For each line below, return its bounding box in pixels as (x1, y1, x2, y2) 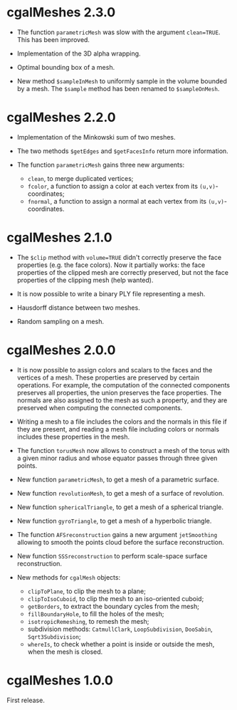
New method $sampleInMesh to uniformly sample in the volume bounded (16, 76, 227, 85)
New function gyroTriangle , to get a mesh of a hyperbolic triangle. (16, 516, 212, 525)
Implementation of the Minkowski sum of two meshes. (16, 132, 176, 141)
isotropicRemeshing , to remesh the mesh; (27, 617, 149, 625)
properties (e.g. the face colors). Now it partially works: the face (16, 261, 206, 269)
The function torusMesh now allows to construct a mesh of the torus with (16, 446, 230, 454)
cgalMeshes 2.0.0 (6, 343, 116, 358)
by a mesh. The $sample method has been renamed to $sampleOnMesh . (16, 84, 220, 93)
